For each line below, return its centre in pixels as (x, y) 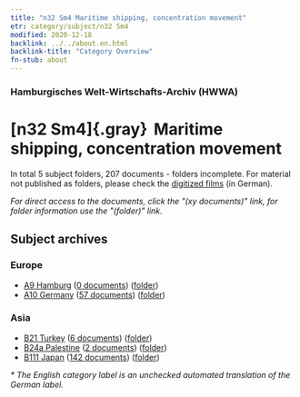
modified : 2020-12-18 (51, 35)
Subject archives (59, 239)
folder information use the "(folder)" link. (86, 211)
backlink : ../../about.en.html (70, 43)
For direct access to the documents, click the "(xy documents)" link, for (144, 201)
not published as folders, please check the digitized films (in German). (142, 184)
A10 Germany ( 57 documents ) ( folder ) (95, 294)
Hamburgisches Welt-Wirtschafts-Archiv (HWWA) (125, 92)
